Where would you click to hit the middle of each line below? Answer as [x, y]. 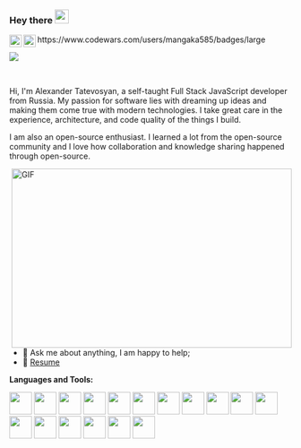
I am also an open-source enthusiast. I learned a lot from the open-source [146, 137]
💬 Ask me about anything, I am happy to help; [106, 353]
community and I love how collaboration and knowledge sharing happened [147, 147]
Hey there [31, 20]
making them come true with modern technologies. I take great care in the [146, 110]
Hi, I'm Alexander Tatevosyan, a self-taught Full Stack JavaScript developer [149, 91]
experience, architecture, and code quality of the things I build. [125, 120]
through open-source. [50, 156]
